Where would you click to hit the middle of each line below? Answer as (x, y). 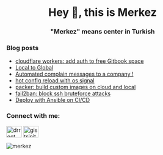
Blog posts (23, 48)
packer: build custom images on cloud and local (75, 87)
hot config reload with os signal (55, 81)
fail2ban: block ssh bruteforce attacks (63, 93)
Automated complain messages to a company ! (74, 74)
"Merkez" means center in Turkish (103, 32)
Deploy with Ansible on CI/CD (53, 100)
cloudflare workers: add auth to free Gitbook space (79, 61)
